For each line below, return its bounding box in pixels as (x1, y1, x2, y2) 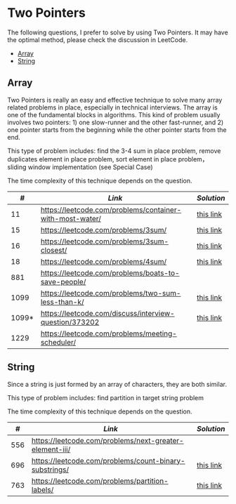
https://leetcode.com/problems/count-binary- (31, 456, 185, 465)
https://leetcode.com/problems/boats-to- (40, 268, 181, 278)
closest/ (40, 245, 67, 255)
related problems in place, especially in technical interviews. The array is (7, 103, 218, 112)
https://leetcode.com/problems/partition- (31, 476, 169, 486)
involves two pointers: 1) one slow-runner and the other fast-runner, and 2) (7, 118, 224, 126)
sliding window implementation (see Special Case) (7, 163, 153, 171)
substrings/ (31, 465, 70, 475)
